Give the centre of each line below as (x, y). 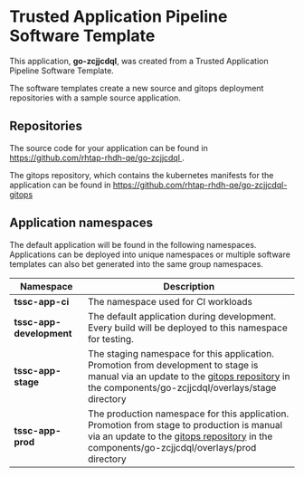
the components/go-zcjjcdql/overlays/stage (182, 387)
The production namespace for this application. (188, 414)
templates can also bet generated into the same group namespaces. (137, 263)
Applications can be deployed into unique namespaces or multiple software (150, 254)
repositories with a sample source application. (95, 98)
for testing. (110, 339)
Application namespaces (81, 223)
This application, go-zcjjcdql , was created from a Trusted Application (139, 61)
